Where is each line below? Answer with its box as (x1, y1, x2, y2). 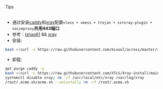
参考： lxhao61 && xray (12, 31, 57, 37)
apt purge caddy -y (5, 66, 45, 71)
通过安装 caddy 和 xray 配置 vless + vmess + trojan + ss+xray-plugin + (12, 19, 152, 25)
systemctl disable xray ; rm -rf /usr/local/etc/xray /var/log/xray (5, 75, 145, 80)
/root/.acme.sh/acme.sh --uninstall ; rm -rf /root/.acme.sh (5, 80, 130, 85)
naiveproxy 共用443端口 (12, 26, 60, 31)
